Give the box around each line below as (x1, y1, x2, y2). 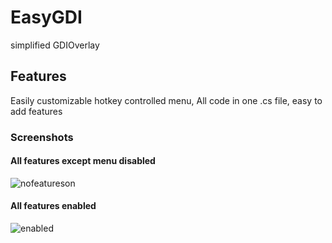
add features (10, 105, 63, 117)
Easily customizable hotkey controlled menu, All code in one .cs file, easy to (10, 94, 323, 106)
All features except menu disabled (10, 155, 156, 167)
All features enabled (10, 200, 97, 212)
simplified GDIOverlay (10, 39, 100, 51)
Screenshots (10, 130, 74, 144)
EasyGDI (10, 6, 83, 29)
